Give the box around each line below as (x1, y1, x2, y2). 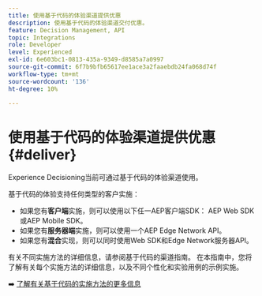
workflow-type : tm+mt (8, 70, 80, 78)
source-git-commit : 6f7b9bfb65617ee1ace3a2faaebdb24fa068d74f (8, 63, 217, 71)
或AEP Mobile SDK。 (19, 216, 88, 226)
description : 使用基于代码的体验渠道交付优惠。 (8, 19, 148, 27)
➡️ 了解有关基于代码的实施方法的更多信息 (8, 279, 141, 289)
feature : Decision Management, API (8, 26, 125, 34)
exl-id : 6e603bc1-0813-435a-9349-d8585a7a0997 (8, 56, 164, 64)
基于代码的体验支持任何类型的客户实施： (8, 189, 140, 199)
